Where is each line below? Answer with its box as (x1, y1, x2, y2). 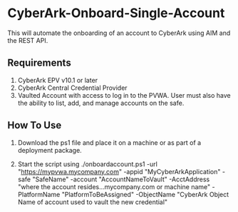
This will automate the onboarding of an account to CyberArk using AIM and (7, 29, 231, 37)
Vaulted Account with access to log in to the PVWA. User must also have (17, 91, 232, 99)
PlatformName (17, 190, 61, 198)
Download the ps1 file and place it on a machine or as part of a (17, 138, 202, 147)
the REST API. (7, 36, 48, 44)
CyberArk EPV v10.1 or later (17, 76, 98, 84)
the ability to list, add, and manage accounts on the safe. (17, 99, 185, 107)
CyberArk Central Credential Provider (17, 84, 128, 92)
